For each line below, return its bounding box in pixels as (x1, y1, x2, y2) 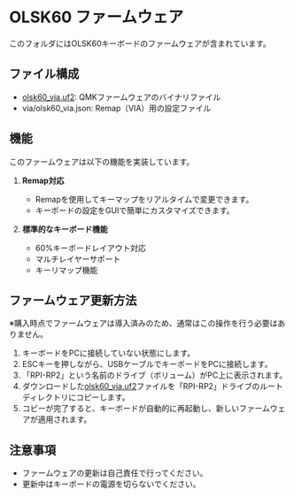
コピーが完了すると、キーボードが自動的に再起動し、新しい (21, 403, 240, 414)
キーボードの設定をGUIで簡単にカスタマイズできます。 (35, 204, 235, 216)
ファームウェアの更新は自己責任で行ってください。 (21, 468, 208, 478)
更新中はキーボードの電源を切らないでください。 (21, 478, 201, 490)
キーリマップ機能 (35, 264, 98, 275)
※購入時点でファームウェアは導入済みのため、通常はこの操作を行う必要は (9, 318, 278, 329)
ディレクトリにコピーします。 (21, 392, 130, 402)
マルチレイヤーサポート (35, 253, 121, 264)
